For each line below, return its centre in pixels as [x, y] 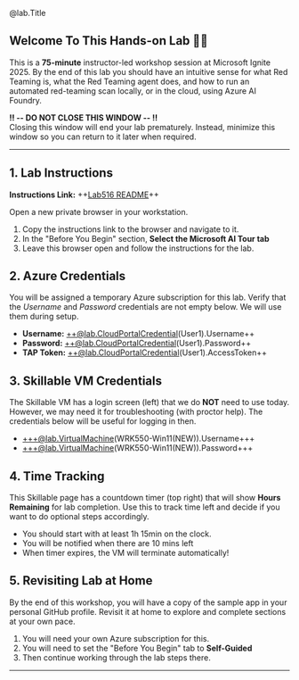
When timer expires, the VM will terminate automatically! [125, 553]
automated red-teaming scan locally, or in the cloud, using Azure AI [133, 91]
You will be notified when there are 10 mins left [108, 543]
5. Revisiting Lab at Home [81, 580]
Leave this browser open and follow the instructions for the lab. [138, 248]
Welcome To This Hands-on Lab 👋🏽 [109, 41]
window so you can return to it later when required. [103, 137]
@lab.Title [28, 13]
